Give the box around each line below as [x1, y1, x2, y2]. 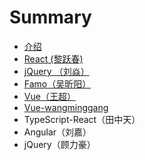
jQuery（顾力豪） [23, 138, 96, 150]
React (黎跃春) [23, 52, 84, 65]
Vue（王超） [23, 90, 76, 102]
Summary [9, 6, 92, 29]
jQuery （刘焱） [23, 65, 90, 77]
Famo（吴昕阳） [23, 77, 92, 90]
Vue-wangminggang [23, 101, 109, 113]
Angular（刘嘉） [23, 126, 92, 138]
